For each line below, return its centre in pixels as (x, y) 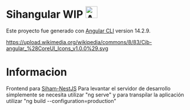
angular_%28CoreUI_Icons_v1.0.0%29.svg (57, 48)
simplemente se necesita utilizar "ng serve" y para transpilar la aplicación (95, 95)
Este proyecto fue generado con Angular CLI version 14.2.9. (79, 31)
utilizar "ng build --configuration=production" (61, 101)
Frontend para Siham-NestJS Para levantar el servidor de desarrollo (88, 88)
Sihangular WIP (45, 14)
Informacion (37, 72)
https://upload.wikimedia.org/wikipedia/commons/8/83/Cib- (79, 42)
